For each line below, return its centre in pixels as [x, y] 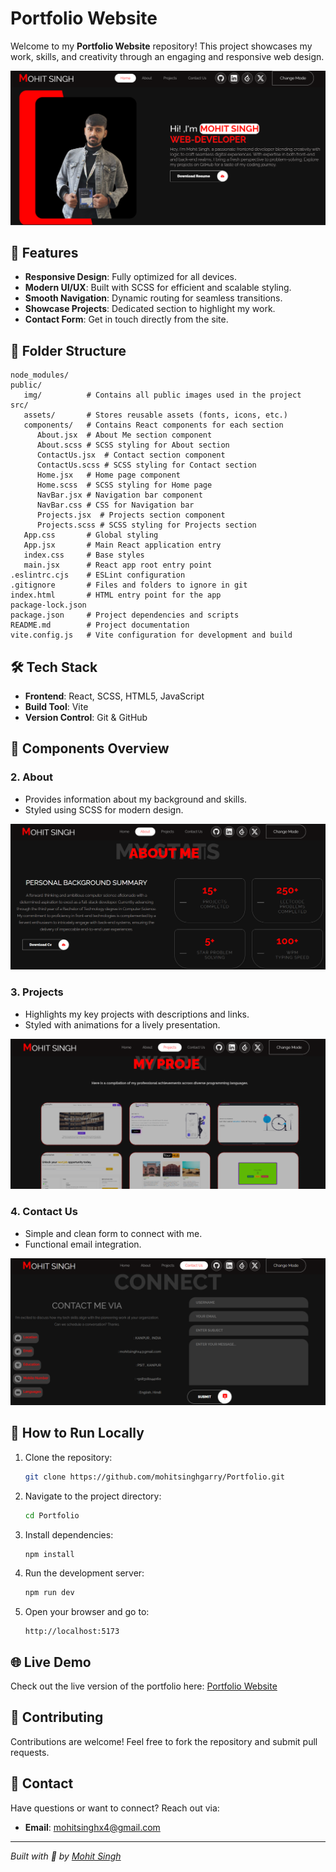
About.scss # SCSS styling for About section [133, 445]
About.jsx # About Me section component [124, 435]
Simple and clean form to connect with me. [113, 1233]
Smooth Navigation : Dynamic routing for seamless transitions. [153, 298]
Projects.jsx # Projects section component [131, 515]
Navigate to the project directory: [93, 1496]
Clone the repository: [68, 1457]
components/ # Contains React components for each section [153, 425]
